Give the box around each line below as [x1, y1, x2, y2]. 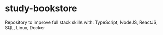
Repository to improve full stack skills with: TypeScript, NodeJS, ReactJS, [5, 19, 158, 25]
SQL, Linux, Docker [5, 24, 45, 30]
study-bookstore [5, 3, 77, 14]
